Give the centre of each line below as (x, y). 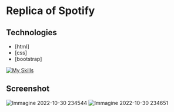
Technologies (32, 33)
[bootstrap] (28, 59)
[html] (22, 46)
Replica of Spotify (51, 11)
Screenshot (28, 89)
